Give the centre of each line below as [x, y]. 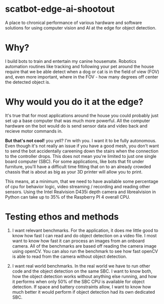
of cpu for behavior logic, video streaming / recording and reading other [78, 186]
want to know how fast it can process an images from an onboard [78, 241]
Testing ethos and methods [62, 217]
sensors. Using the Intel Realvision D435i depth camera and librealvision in [81, 192]
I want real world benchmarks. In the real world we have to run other [81, 266]
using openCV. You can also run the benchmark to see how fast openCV [85, 251]
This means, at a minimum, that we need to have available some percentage [82, 181]
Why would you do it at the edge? [74, 102]
